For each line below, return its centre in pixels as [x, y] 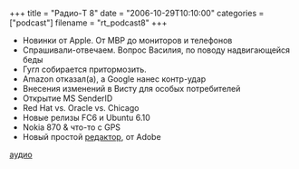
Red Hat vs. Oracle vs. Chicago [81, 108]
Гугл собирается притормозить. [84, 69]
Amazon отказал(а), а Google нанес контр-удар [114, 79]
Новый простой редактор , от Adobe [92, 137]
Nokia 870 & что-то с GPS [71, 127]
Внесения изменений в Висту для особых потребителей [131, 89]
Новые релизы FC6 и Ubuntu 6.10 [87, 118]
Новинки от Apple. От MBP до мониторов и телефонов [127, 40]
